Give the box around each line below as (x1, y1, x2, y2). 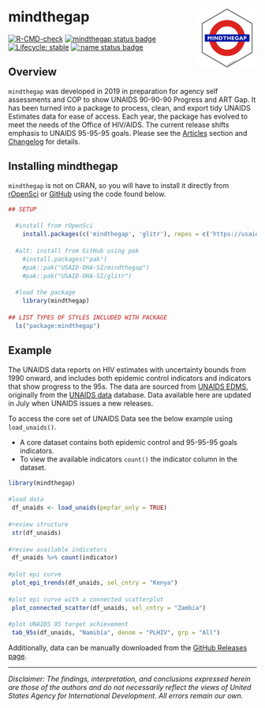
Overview (8, 66, 58, 79)
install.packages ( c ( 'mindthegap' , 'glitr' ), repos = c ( (22, 230, 211, 239)
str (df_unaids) (11, 529, 62, 537)
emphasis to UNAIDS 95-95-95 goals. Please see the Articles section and (8, 128, 248, 137)
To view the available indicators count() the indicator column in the (19, 454, 238, 464)
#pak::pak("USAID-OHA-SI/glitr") (22, 272, 132, 280)
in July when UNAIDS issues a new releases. (8, 398, 154, 408)
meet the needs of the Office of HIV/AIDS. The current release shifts (8, 119, 230, 130)
